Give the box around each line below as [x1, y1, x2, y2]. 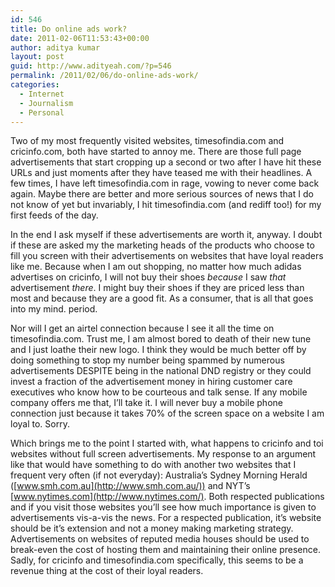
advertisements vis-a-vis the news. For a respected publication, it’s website [10, 512, 322, 524]
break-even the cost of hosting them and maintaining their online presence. [10, 544, 321, 556]
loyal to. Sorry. [10, 418, 70, 430]
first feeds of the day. [10, 209, 99, 221]
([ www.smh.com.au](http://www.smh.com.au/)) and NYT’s [10, 480, 251, 492]
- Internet [19, 89, 65, 99]
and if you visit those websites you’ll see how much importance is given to [10, 501, 317, 513]
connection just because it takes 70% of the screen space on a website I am [10, 407, 325, 420]
